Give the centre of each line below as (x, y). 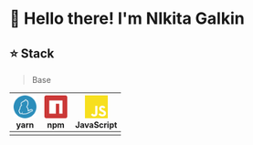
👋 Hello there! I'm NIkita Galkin (127, 19)
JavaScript (96, 124)
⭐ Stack (32, 53)
